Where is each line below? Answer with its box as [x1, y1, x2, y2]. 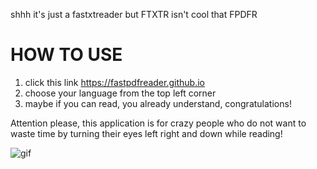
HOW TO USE [10, 44, 123, 66]
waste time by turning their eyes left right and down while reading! [10, 127, 283, 139]
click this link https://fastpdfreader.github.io [24, 76, 205, 88]
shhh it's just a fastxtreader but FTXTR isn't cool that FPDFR [10, 9, 258, 20]
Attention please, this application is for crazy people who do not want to [10, 117, 307, 129]
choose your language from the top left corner [24, 87, 217, 99]
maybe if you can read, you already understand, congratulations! [24, 97, 292, 109]
